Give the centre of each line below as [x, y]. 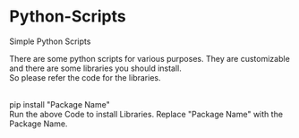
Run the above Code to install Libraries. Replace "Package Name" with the [146, 114]
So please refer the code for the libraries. [85, 77]
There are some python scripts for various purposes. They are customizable [150, 58]
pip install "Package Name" [60, 104]
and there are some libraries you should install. [95, 68]
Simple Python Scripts [50, 41]
